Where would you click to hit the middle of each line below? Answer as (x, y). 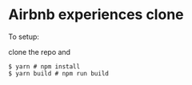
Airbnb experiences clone (96, 15)
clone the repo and (39, 52)
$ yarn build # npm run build (59, 73)
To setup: (24, 37)
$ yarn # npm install (44, 66)
